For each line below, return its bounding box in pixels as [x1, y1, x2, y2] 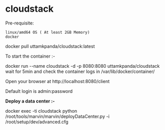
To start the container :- [5, 53, 55, 59]
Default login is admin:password [5, 88, 73, 94]
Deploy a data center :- [5, 98, 55, 104]
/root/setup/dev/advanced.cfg [5, 118, 69, 125]
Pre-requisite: [5, 20, 34, 26]
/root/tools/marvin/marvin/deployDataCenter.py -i [5, 113, 109, 119]
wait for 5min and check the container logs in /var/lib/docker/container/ [5, 68, 155, 74]
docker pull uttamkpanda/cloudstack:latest [5, 43, 95, 49]
